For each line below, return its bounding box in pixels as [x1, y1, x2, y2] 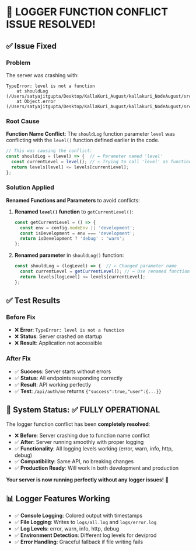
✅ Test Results [6, 295, 61, 306]
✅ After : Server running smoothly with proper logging [14, 438, 144, 445]
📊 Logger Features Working [6, 494, 110, 504]
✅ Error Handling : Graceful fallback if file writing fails [14, 538, 143, 546]
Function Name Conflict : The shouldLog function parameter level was [6, 130, 175, 137]
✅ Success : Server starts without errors [14, 368, 111, 375]
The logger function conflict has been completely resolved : [6, 421, 150, 428]
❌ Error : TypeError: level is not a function [14, 326, 124, 333]
